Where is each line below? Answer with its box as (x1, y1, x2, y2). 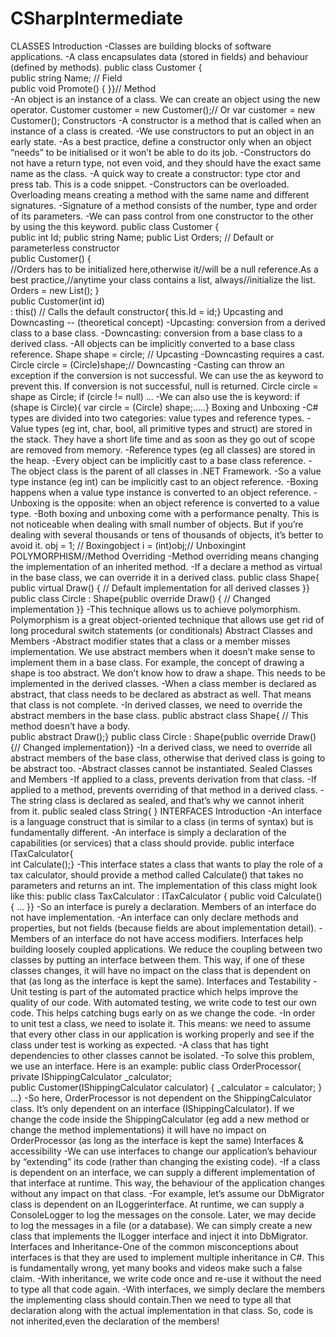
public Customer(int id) (10, 295, 105, 307)
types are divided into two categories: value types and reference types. (10, 412, 305, 424)
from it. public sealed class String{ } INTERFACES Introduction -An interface (10, 805, 323, 817)
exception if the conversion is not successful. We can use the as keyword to (10, 369, 324, 381)
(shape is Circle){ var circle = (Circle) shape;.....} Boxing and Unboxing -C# (10, 401, 319, 413)
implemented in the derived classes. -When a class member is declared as (10, 677, 317, 689)
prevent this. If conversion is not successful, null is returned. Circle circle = (10, 380, 319, 392)
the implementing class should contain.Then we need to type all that (10, 1293, 292, 1306)
